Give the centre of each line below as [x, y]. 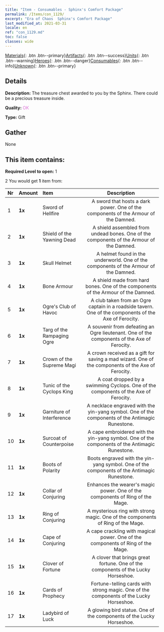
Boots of [52, 465]
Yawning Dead [59, 240]
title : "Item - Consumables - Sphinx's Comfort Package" [64, 10]
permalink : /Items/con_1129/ [35, 14]
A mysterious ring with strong [121, 511]
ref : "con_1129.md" [25, 32]
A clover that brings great [121, 558]
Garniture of [56, 412]
